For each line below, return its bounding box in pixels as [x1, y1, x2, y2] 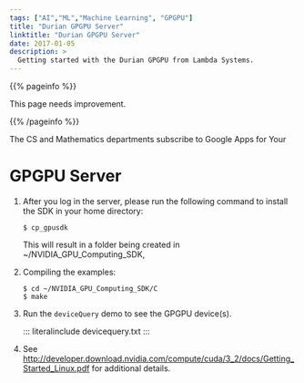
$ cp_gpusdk [22, 223, 68, 233]
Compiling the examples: [22, 266, 117, 277]
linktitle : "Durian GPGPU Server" [9, 30, 141, 39]
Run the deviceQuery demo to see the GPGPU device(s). [22, 307, 232, 319]
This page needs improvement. [9, 98, 127, 109]
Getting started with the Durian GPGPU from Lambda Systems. [17, 56, 255, 65]
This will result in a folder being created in [22, 239, 180, 250]
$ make [22, 292, 48, 301]
